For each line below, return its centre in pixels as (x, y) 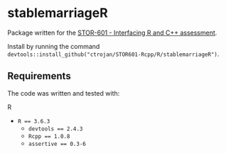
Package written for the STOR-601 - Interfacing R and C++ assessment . (112, 33)
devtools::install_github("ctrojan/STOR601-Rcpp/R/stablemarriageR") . (113, 54)
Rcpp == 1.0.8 (49, 136)
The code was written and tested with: (64, 93)
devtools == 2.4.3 (55, 129)
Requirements (39, 76)
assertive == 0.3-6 (57, 144)
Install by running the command (54, 46)
